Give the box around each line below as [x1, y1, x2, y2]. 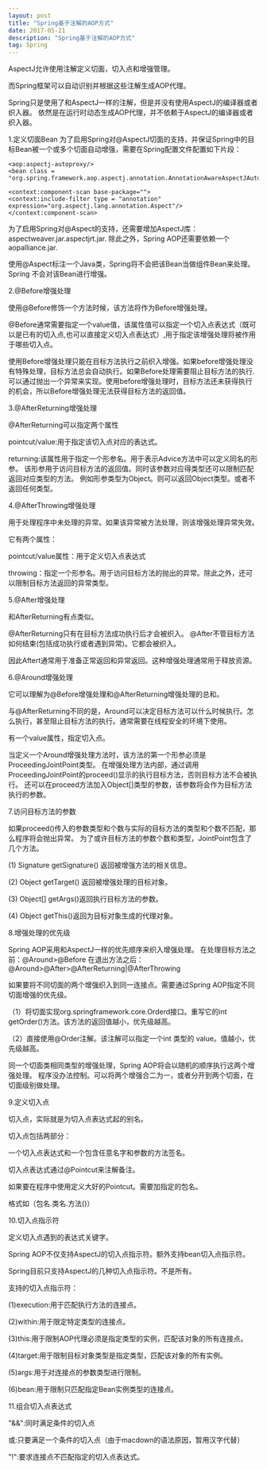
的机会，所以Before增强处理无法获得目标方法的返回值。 [8, 386, 191, 396]
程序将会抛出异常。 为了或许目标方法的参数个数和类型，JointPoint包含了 [14, 834, 253, 843]
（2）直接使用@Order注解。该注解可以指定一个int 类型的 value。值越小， [8, 1034, 249, 1044]
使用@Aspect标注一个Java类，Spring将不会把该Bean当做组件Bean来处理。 [8, 259, 255, 269]
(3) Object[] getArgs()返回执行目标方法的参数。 [8, 894, 163, 904]
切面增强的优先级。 [8, 990, 72, 1000]
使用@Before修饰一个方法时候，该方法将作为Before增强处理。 [8, 303, 212, 312]
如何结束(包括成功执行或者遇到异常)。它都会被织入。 [8, 639, 181, 649]
